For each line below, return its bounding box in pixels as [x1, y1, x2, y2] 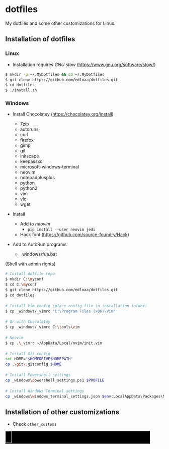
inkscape [20, 153, 39, 159]
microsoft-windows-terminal [20, 164, 79, 170]
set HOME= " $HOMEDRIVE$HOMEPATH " [5, 357, 73, 362]
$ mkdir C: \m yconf [5, 276, 44, 282]
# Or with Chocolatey [5, 319, 51, 324]
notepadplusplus [20, 175, 55, 181]
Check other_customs [12, 421, 57, 427]
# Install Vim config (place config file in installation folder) [5, 303, 147, 308]
